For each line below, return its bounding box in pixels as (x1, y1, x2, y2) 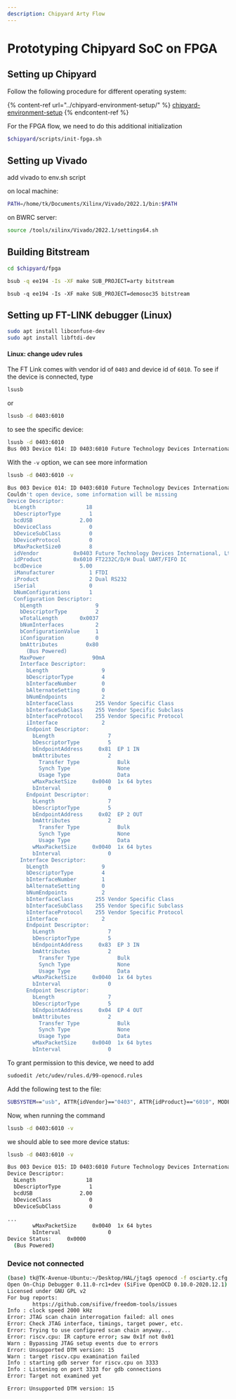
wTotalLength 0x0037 (20, 615, 99, 622)
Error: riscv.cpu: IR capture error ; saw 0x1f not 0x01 (7, 1333, 174, 1340)
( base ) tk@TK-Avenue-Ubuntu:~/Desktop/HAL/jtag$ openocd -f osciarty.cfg (7, 1275, 228, 1282)
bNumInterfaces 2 (20, 622, 99, 629)
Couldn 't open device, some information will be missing (7, 491, 178, 498)
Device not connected (7, 1259, 84, 1268)
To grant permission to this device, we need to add (7, 1058, 155, 1067)
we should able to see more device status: (7, 1137, 130, 1145)
